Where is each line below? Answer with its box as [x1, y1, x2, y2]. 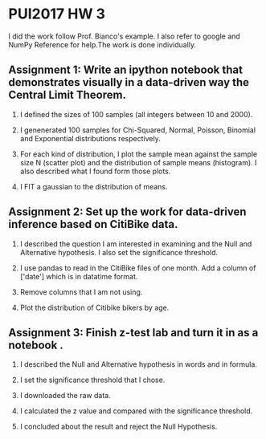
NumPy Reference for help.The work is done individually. [8, 39, 197, 49]
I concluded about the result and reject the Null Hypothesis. [19, 422, 218, 432]
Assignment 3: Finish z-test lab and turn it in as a [8, 326, 259, 339]
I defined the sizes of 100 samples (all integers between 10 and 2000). [19, 109, 253, 119]
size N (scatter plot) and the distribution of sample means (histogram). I [19, 157, 257, 167]
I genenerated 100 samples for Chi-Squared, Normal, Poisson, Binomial [19, 125, 256, 135]
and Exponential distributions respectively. [19, 133, 161, 143]
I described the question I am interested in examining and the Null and [19, 238, 252, 249]
